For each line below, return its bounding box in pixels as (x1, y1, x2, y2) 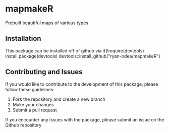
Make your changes (12, 101, 54, 107)
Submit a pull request (12, 107, 57, 113)
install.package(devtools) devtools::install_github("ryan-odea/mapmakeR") (5, 53, 160, 59)
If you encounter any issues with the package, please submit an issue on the (5, 116, 164, 122)
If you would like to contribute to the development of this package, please (5, 81, 158, 87)
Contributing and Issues (5, 68, 83, 76)
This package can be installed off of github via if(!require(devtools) (5, 47, 145, 53)
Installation (5, 34, 41, 43)
